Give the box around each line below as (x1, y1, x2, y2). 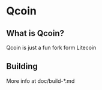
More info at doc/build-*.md (6, 77, 75, 85)
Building (6, 61, 38, 71)
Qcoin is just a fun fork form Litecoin (6, 44, 97, 51)
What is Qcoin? (6, 28, 65, 38)
